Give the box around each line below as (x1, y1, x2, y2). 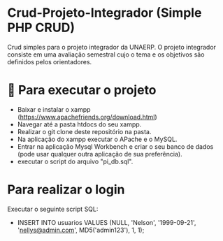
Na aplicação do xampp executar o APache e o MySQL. (17, 135, 178, 143)
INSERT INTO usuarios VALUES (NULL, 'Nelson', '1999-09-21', (17, 218, 196, 226)
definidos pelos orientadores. (7, 57, 92, 66)
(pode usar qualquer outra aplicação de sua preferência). (17, 149, 183, 158)
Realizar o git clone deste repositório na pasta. (17, 127, 152, 136)
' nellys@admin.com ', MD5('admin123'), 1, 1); (17, 226, 145, 234)
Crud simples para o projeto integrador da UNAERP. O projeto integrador (7, 43, 217, 51)
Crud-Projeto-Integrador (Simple (7, 5, 202, 21)
